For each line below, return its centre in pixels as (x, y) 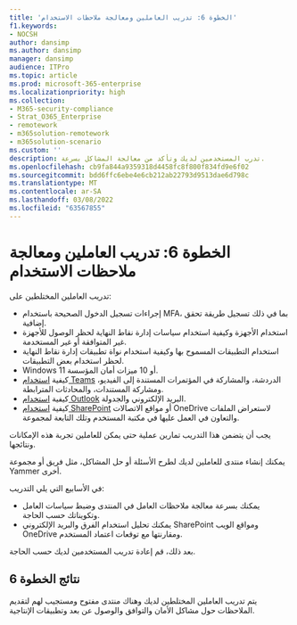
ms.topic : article (43, 76)
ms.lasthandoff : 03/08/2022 (62, 200)
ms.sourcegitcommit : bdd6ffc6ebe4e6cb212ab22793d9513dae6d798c (129, 175)
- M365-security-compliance (62, 109)
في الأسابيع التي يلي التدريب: (57, 488)
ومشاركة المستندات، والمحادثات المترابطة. (93, 389)
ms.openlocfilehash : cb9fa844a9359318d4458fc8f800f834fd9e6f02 (129, 167)
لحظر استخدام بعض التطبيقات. (73, 360)
